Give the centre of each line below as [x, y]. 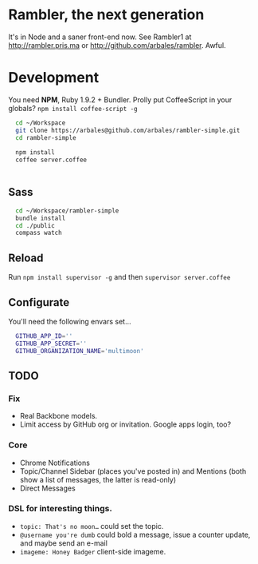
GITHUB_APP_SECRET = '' [51, 344]
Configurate [39, 302]
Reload [26, 258]
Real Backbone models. [59, 416]
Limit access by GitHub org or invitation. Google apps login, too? [125, 424]
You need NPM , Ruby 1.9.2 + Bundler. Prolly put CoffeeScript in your [120, 99]
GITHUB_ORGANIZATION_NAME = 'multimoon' [80, 351]
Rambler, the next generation [106, 15]
